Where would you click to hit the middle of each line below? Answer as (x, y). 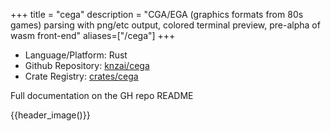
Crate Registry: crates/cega (81, 76)
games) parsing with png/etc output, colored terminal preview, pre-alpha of (165, 25)
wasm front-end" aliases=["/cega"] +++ (93, 35)
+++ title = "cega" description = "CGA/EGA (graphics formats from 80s (157, 14)
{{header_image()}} (50, 115)
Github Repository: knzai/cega (87, 65)
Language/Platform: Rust (76, 55)
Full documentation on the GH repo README (102, 95)
